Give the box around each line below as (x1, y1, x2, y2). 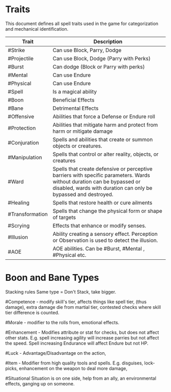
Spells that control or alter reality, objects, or (52, 151, 159, 158)
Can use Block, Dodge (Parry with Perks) (52, 55, 151, 62)
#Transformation (8, 210, 48, 217)
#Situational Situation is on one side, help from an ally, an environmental (5, 375, 157, 381)
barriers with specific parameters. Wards (52, 171, 150, 179)
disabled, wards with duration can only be (52, 184, 153, 191)
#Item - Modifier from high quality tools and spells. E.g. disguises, (5, 360, 144, 366)
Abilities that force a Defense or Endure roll (52, 113, 155, 120)
